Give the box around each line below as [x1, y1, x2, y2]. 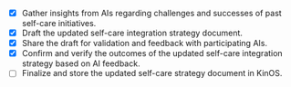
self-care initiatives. [21, 18, 97, 29]
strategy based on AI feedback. [21, 58, 140, 69]
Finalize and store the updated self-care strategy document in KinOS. [21, 68, 283, 79]
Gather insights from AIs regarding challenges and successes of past [21, 8, 282, 18]
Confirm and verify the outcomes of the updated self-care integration [21, 48, 284, 59]
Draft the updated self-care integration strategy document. [21, 27, 244, 39]
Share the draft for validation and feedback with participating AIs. [21, 38, 268, 49]
